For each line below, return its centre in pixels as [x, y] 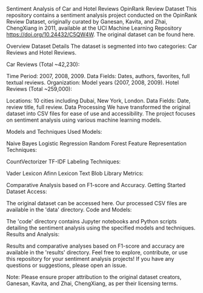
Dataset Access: [27, 191]
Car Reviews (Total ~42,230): [43, 64]
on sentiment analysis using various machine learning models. [84, 120]
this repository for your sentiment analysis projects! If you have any [90, 259]
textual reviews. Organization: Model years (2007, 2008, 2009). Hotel [93, 82]
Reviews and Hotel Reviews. [42, 53]
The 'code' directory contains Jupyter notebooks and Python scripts [92, 221]
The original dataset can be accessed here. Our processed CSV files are [97, 203]
